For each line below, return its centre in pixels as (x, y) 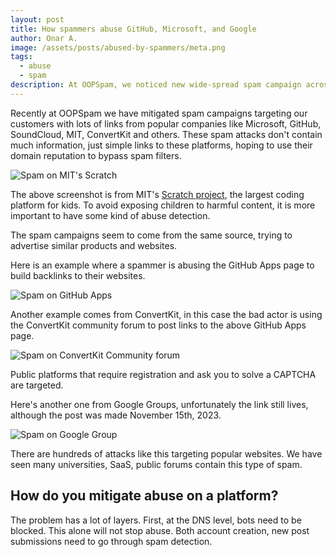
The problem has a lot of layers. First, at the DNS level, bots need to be (156, 520)
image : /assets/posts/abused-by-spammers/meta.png (118, 47)
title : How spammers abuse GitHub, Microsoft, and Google (133, 29)
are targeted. (37, 385)
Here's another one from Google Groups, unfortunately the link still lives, (159, 404)
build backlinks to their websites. (78, 275)
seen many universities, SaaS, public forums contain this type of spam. (156, 464)
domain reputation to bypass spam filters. (96, 155)
